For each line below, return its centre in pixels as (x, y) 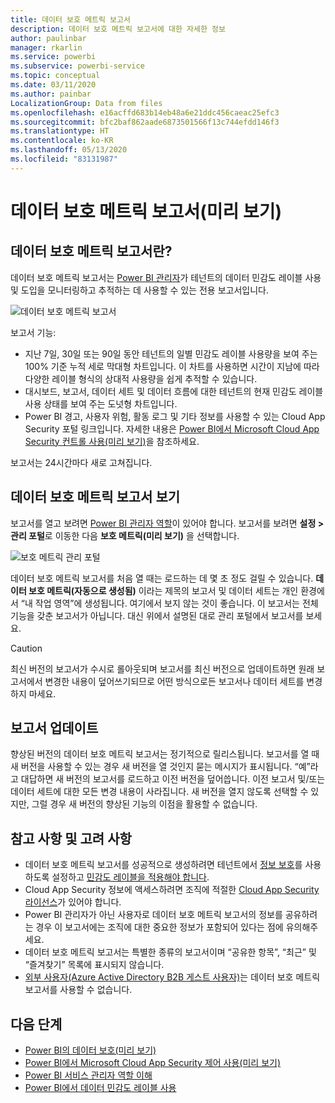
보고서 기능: (33, 332)
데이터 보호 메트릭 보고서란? (91, 251)
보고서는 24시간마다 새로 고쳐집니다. (81, 462)
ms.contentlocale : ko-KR (62, 141)
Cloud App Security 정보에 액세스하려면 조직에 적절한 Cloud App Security (172, 890)
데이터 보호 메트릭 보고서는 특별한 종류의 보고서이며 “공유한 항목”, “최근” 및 (170, 952)
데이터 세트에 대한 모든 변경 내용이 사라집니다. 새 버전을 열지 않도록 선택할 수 (159, 792)
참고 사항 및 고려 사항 (71, 838)
